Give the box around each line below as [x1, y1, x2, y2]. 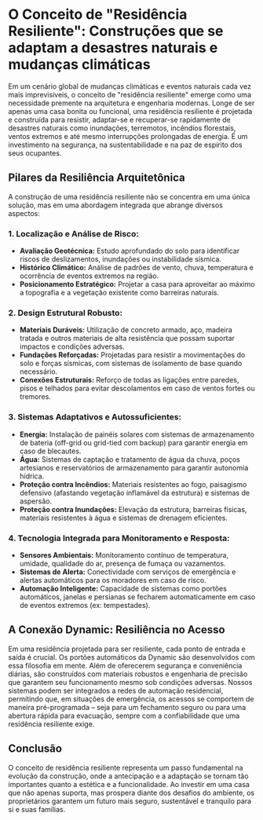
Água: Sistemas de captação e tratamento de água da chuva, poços [19, 454, 241, 464]
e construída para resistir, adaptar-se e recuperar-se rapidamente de [8, 115, 232, 124]
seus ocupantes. [8, 148, 62, 158]
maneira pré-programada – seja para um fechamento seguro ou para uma [8, 702, 247, 712]
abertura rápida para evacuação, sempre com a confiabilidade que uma [8, 711, 240, 720]
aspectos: [8, 208, 41, 218]
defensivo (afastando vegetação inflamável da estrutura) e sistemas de [19, 488, 250, 497]
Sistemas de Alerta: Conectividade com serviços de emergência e [19, 567, 236, 577]
